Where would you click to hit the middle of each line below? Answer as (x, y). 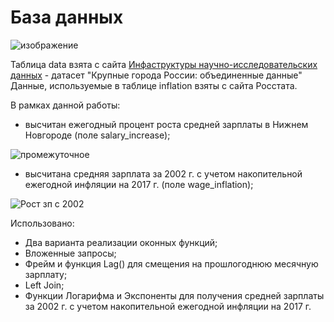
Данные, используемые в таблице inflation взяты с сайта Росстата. (154, 85)
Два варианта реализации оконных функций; (121, 242)
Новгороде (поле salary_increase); (97, 135)
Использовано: (42, 223)
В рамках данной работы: (65, 105)
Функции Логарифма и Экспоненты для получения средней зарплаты (174, 295)
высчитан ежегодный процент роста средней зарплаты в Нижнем (166, 124)
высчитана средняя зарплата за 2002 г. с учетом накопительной (163, 173)
